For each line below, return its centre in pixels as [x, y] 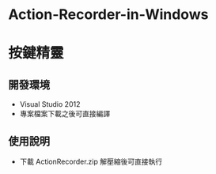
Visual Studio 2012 [50, 104]
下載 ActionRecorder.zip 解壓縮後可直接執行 [91, 161]
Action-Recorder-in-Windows [108, 15]
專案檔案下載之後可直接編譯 [65, 114]
